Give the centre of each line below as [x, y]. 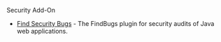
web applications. [42, 31]
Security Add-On [31, 10]
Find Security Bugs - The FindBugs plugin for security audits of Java [115, 23]
